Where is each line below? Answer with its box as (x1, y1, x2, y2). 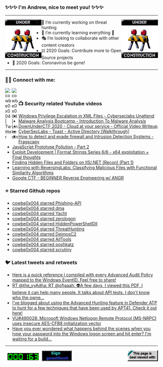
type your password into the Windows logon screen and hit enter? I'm (12, 331, 151, 337)
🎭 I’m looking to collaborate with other (41, 35, 119, 41)
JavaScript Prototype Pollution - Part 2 (12, 144, 90, 150)
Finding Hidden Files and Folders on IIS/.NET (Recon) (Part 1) (12, 159, 134, 165)
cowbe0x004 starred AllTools (12, 236, 72, 242)
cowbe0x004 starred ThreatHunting (12, 226, 85, 232)
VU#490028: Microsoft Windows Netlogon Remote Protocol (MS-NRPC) (12, 315, 157, 321)
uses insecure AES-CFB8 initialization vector (12, 320, 102, 327)
